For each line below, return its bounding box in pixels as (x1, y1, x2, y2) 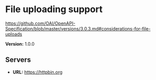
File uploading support (5, 4, 103, 15)
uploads (5, 31, 22, 37)
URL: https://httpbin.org (12, 69, 63, 75)
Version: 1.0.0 (5, 41, 35, 47)
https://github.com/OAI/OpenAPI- (5, 20, 76, 26)
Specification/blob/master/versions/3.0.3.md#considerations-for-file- (5, 25, 151, 31)
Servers (5, 56, 32, 64)
